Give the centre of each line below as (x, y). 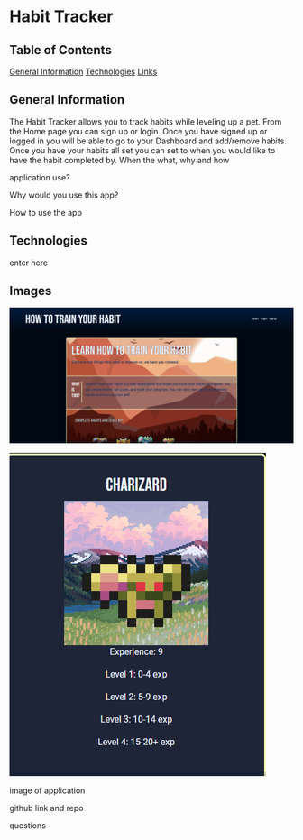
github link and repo (46, 808)
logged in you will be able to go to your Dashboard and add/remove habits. (148, 141)
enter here (28, 263)
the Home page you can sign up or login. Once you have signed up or (138, 131)
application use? (40, 177)
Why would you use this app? (64, 195)
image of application (47, 790)
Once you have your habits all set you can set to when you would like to (142, 150)
